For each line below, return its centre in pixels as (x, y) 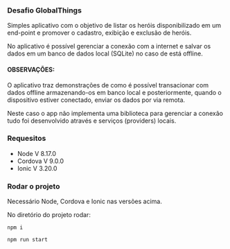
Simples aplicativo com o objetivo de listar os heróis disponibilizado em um (114, 26)
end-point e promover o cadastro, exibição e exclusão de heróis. (99, 33)
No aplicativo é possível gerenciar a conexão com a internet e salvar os (109, 46)
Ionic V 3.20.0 (37, 168)
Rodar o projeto (34, 186)
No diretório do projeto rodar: (49, 215)
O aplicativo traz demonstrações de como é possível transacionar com (108, 85)
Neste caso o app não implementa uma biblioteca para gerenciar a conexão (115, 113)
